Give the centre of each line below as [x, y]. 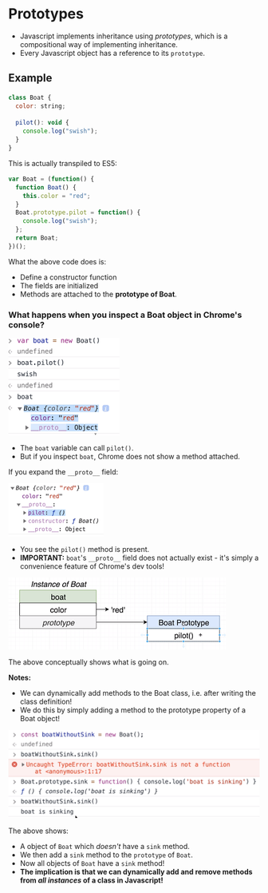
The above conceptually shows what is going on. [89, 662]
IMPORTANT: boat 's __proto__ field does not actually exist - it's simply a [139, 558]
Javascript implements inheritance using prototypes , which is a [124, 36]
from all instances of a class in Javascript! [91, 880]
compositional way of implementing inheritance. [99, 44]
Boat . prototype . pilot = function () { [78, 212]
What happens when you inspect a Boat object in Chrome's [125, 315]
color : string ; [41, 106]
